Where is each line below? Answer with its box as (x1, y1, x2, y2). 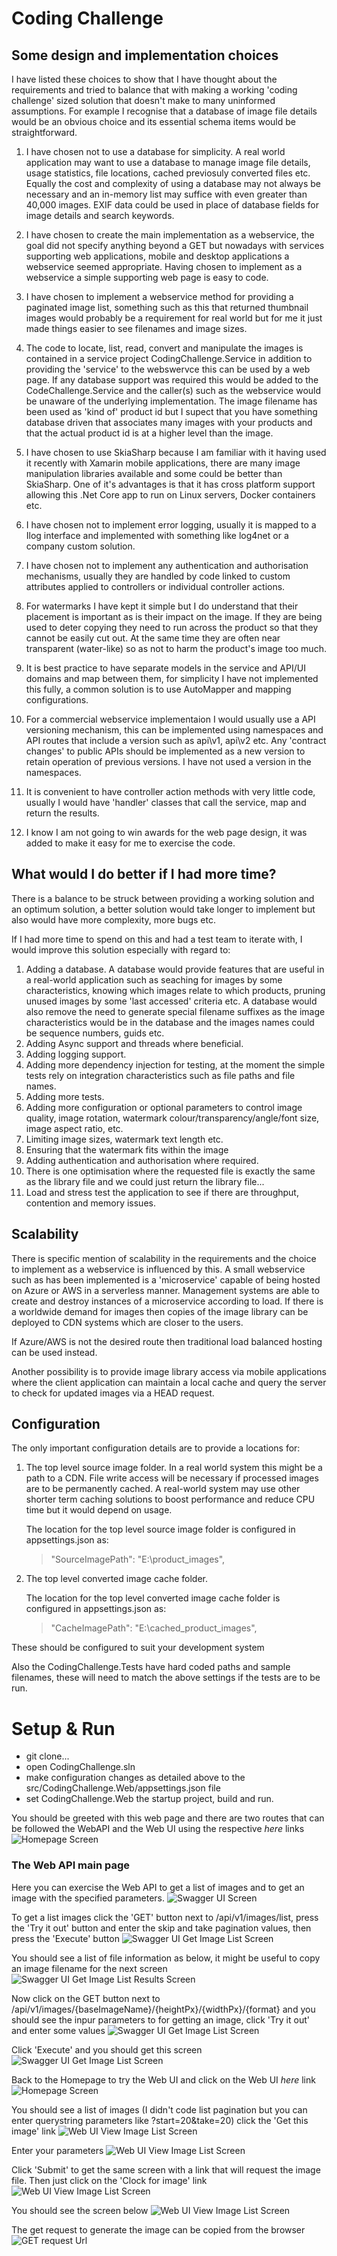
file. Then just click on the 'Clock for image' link (11, 2174, 208, 2186)
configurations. (25, 694, 89, 706)
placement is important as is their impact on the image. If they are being (25, 611, 323, 622)
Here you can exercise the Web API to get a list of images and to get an (11, 1881, 305, 1893)
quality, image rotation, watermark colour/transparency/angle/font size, (25, 1112, 320, 1124)
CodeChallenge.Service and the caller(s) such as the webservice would (25, 385, 322, 396)
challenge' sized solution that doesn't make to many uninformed (11, 95, 276, 106)
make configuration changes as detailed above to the (25, 1772, 246, 1784)
